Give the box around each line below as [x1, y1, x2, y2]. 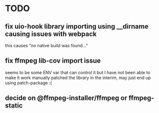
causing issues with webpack [5, 30, 97, 38]
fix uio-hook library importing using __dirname [5, 22, 149, 31]
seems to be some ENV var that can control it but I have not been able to [5, 69, 151, 75]
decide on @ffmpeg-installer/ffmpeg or [5, 94, 127, 102]
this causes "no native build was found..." [5, 43, 88, 48]
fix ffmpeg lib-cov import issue [5, 57, 101, 65]
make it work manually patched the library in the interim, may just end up [5, 75, 151, 81]
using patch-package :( [5, 80, 52, 85]
